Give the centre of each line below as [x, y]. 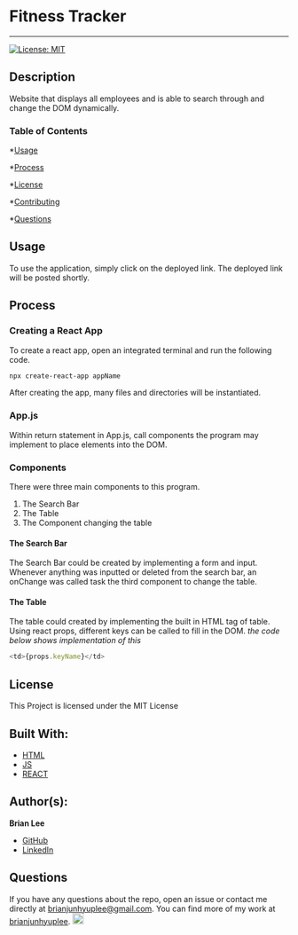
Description [42, 77]
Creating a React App [56, 331]
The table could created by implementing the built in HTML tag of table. [140, 622]
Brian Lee [27, 823]
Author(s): [39, 801]
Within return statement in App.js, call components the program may [134, 435]
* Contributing [35, 202]
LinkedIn [38, 850]
